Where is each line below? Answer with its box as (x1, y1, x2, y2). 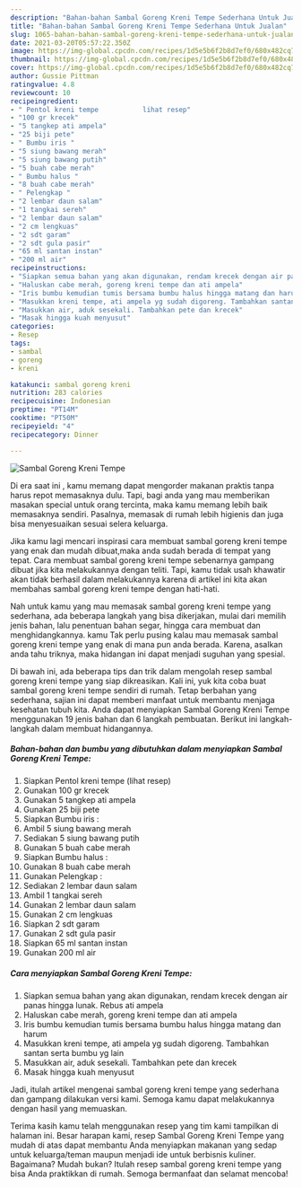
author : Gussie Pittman (10, 72, 99, 81)
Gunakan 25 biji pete (22, 805, 100, 815)
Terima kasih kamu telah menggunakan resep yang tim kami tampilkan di (10, 1121, 279, 1131)
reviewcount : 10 (10, 88, 71, 97)
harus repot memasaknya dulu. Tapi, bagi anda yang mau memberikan (10, 489, 270, 500)
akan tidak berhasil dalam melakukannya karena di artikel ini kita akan (10, 574, 268, 585)
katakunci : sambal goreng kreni (10, 380, 131, 389)
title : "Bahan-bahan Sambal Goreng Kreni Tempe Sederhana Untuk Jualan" (10, 22, 288, 31)
